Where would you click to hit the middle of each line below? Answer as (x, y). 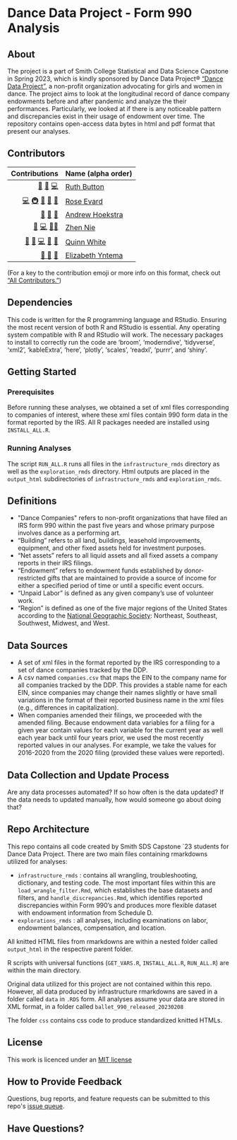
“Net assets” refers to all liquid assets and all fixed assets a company (118, 555)
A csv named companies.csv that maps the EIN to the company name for (122, 678)
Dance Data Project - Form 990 (100, 13)
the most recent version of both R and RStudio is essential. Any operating (114, 327)
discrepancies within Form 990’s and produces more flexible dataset (117, 905)
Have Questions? (46, 1128)
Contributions (35, 173)
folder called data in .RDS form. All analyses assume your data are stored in (116, 998)
